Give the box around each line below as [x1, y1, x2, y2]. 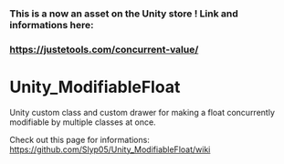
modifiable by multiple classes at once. [9, 117, 157, 128]
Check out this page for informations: [9, 134, 151, 145]
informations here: [9, 18, 94, 31]
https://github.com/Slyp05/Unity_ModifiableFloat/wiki [9, 144, 211, 155]
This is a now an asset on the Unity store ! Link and [9, 7, 239, 20]
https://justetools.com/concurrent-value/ [9, 43, 199, 56]
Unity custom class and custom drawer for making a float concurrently [9, 107, 276, 118]
